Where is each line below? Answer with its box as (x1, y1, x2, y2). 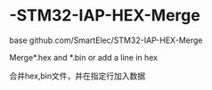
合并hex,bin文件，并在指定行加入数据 (9, 70, 146, 81)
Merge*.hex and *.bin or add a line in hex (9, 52, 159, 62)
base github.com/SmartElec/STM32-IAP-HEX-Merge (9, 35, 203, 45)
